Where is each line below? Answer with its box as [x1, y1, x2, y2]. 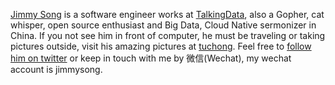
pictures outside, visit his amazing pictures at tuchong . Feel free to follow [10, 40, 312, 52]
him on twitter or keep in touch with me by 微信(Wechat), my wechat [10, 52, 292, 64]
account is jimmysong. [10, 64, 103, 75]
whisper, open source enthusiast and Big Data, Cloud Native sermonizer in [10, 19, 317, 31]
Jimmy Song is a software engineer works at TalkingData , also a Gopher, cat [10, 9, 325, 20]
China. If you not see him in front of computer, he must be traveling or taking [10, 30, 326, 41]
